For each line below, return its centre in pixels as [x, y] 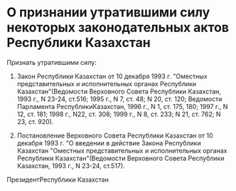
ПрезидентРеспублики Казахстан [58, 180]
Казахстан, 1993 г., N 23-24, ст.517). [71, 165]
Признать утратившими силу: [52, 62]
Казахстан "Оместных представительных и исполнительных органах [122, 150]
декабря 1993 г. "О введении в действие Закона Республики [109, 143]
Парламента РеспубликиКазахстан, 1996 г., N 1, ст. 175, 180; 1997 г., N [122, 106]
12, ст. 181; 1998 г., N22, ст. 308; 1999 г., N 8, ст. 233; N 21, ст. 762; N [119, 114]
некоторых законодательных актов [118, 27]
